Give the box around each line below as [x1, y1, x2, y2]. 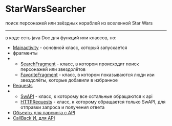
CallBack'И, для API [12, 115, 55, 121]
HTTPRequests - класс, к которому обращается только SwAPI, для [20, 98, 166, 105]
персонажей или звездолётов [20, 66, 86, 72]
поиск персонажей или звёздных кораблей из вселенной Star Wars [5, 20, 153, 26]
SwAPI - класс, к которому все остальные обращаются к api [20, 93, 153, 99]
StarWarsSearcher [5, 3, 86, 15]
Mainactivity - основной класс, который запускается [12, 44, 127, 51]
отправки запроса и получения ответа [20, 104, 105, 110]
